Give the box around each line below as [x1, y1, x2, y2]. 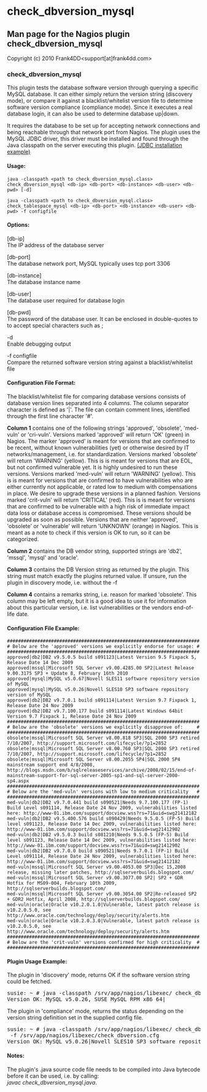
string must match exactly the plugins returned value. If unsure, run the [7, 572, 187, 579]
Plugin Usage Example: [7, 957, 68, 965]
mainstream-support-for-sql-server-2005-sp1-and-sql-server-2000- [7, 773, 181, 779]
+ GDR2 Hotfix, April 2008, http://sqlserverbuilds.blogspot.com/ [7, 896, 181, 903]
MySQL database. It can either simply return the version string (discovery [7, 90, 193, 98]
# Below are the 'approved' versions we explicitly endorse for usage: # [7, 644, 200, 650]
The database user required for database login [7, 296, 125, 304]
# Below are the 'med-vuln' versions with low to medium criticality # [7, 789, 200, 795]
